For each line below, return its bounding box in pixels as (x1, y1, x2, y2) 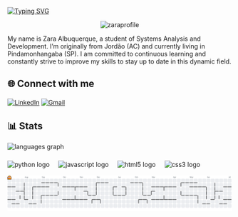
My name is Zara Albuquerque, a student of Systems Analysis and (7, 34, 201, 43)
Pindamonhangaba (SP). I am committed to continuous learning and (7, 50, 207, 58)
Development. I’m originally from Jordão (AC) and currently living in (7, 42, 205, 50)
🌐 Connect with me (7, 78, 95, 90)
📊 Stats (7, 120, 43, 132)
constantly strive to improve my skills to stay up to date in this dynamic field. (7, 57, 232, 66)
